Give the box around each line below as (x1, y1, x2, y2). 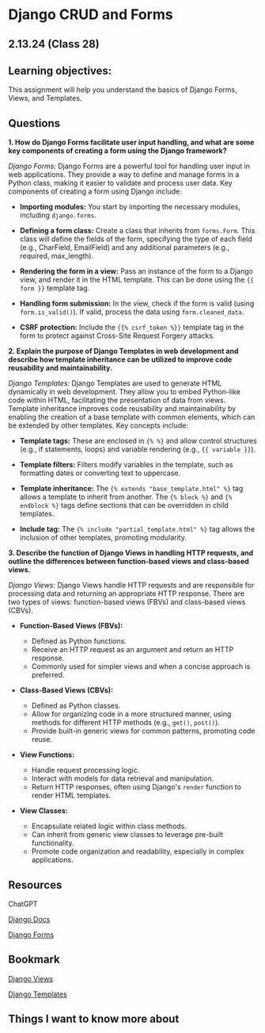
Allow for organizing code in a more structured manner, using (31, 709, 232, 719)
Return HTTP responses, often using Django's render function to (31, 782, 241, 792)
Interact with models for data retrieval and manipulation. (31, 774, 214, 783)
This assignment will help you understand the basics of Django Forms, (8, 85, 237, 94)
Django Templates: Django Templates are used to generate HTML (8, 378, 222, 388)
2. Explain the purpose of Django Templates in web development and (8, 347, 239, 356)
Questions (8, 117, 61, 130)
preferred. (31, 670, 65, 680)
